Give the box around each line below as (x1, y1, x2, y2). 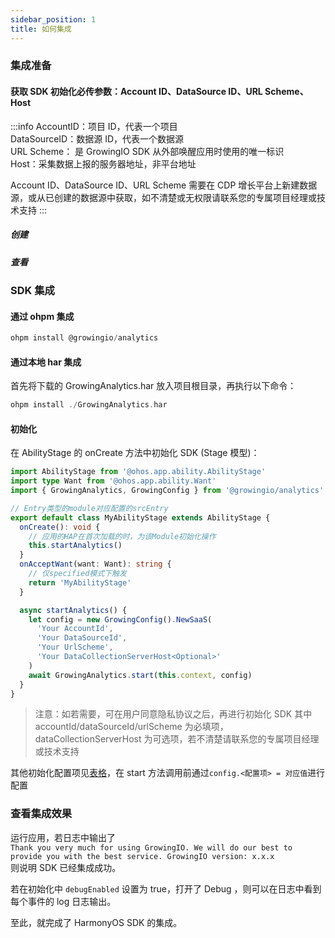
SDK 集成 (10, 283, 55, 297)
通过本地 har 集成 (10, 356, 82, 368)
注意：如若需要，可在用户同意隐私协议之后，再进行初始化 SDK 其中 (34, 708, 313, 720)
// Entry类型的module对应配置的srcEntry (10, 503, 169, 513)
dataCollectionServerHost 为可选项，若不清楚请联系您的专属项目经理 (34, 733, 320, 745)
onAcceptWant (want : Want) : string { (19, 559, 172, 570)
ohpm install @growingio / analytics (10, 333, 159, 343)
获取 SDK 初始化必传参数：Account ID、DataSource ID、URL (10, 86, 263, 98)
